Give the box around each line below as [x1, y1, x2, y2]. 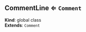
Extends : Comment [4, 22, 40, 28]
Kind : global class [4, 17, 42, 23]
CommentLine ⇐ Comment [4, 4, 82, 12]
